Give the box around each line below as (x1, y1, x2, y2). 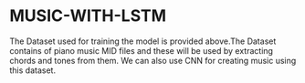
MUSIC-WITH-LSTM (9, 5, 167, 26)
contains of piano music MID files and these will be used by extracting (9, 45, 274, 56)
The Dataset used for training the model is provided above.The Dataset (9, 36, 277, 47)
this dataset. (9, 65, 57, 76)
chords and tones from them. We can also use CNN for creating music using (9, 55, 297, 66)
